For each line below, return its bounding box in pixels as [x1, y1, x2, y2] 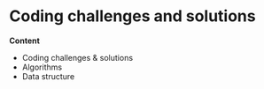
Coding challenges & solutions [21, 52, 134, 63]
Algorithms [21, 62, 63, 72]
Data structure [21, 70, 75, 81]
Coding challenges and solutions [9, 6, 256, 26]
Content [9, 35, 40, 46]
